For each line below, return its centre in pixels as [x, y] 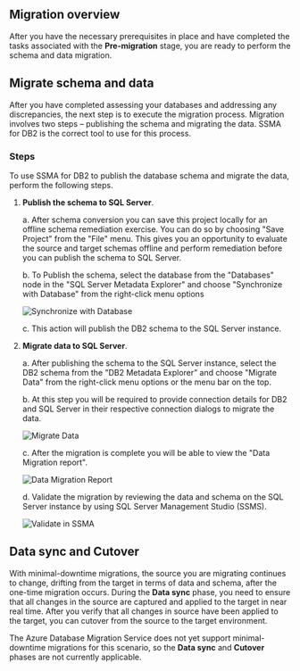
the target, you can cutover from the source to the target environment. [138, 620]
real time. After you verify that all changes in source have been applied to [144, 611]
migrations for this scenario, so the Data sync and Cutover [156, 647]
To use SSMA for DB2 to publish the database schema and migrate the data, [150, 175]
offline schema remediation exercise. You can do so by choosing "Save [153, 229]
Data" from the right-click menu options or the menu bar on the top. [147, 382]
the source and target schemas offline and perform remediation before [152, 248]
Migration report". [54, 462]
